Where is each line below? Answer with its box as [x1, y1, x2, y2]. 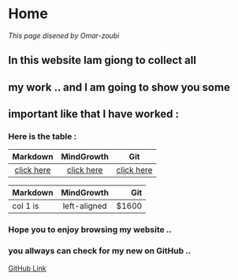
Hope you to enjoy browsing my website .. [8, 224, 172, 235]
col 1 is [12, 200, 39, 211]
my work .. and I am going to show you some [8, 80, 231, 94]
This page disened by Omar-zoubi [8, 31, 120, 40]
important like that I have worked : [8, 107, 180, 121]
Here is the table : [8, 131, 77, 142]
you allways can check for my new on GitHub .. [8, 245, 192, 256]
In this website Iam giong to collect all [8, 54, 197, 67]
